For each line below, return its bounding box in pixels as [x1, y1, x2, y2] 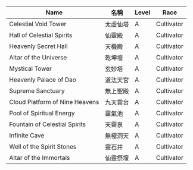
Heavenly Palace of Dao [9, 75, 76, 84]
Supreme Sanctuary [9, 87, 66, 95]
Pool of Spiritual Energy [9, 109, 76, 117]
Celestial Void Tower [9, 20, 67, 28]
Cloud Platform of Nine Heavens [9, 98, 99, 106]
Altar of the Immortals [9, 154, 70, 162]
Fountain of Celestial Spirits [9, 120, 86, 128]
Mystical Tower [9, 65, 52, 73]
